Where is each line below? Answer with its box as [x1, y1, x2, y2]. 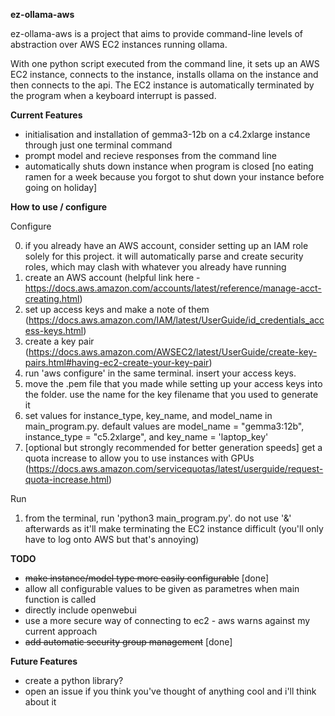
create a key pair [24, 335, 95, 347]
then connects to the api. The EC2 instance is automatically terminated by [10, 79, 315, 91]
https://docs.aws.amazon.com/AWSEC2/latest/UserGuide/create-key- [28, 346, 318, 358]
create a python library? [24, 675, 124, 686]
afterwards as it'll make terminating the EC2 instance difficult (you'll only [24, 523, 324, 534]
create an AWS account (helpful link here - [24, 272, 201, 283]
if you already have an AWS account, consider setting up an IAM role [24, 240, 309, 251]
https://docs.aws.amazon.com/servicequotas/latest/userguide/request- [28, 463, 324, 474]
